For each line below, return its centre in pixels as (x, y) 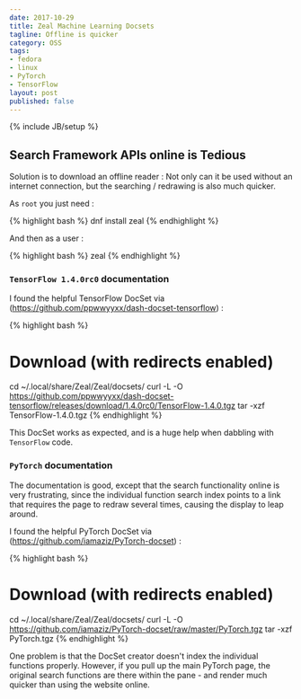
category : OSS (36, 43)
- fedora (26, 59)
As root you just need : (52, 204)
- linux (24, 68)
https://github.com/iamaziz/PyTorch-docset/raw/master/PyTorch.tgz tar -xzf (151, 629)
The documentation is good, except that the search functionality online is (145, 485)
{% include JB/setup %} (54, 127)
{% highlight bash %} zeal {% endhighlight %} (95, 256)
